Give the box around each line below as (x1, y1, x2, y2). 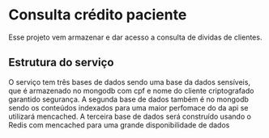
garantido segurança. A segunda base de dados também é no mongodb (8, 94, 250, 104)
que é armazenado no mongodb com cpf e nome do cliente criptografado (8, 86, 254, 95)
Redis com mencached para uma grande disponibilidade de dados (8, 119, 230, 130)
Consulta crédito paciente (8, 6, 187, 24)
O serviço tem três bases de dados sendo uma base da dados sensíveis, (8, 77, 251, 86)
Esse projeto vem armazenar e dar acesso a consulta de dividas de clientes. (8, 32, 263, 42)
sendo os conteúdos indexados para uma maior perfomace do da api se (8, 102, 249, 112)
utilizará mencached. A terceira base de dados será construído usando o (8, 111, 251, 121)
